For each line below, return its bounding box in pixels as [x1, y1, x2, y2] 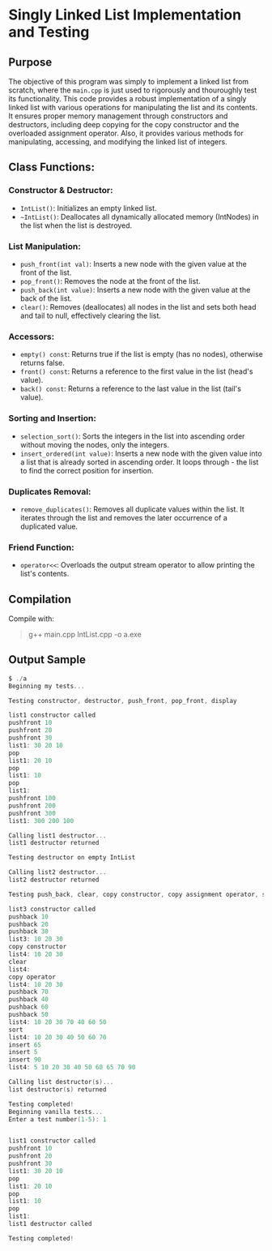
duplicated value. [19, 521, 79, 531]
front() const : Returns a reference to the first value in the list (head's [19, 366, 253, 376]
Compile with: [8, 614, 55, 623]
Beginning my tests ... [8, 682, 85, 690]
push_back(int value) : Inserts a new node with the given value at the [19, 285, 251, 294]
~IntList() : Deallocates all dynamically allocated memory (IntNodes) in [19, 212, 259, 221]
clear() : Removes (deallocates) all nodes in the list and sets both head [19, 302, 257, 311]
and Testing [8, 23, 90, 41]
